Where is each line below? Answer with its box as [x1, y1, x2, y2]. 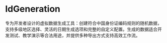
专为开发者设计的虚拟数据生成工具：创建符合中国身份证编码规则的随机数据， [5, 20, 162, 26]
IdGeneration [5, 3, 61, 15]
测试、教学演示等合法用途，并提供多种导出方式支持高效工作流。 [9, 32, 140, 38]
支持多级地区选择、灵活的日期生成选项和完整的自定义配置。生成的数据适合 [5, 26, 158, 32]
